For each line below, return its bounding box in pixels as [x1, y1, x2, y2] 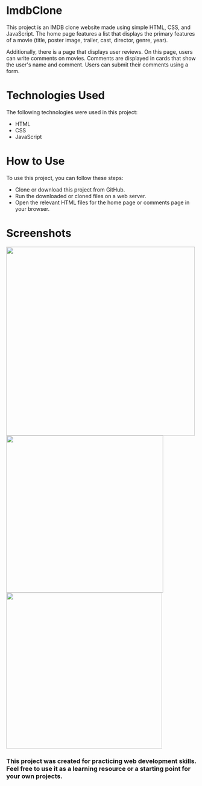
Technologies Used [6, 89, 106, 103]
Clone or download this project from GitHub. [14, 185, 125, 193]
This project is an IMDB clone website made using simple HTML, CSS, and [6, 24, 191, 31]
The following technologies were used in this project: [6, 108, 138, 115]
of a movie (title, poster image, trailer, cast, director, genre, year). [6, 36, 168, 43]
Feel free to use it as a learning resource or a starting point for [6, 764, 191, 773]
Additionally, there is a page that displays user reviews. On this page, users [6, 48, 193, 55]
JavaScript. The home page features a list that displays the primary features [6, 30, 195, 37]
